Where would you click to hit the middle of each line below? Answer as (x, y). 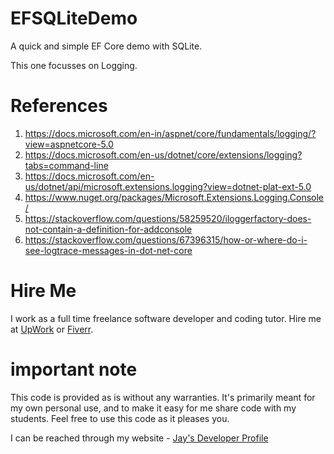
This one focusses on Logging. (74, 65)
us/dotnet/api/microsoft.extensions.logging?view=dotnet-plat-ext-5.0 (168, 186)
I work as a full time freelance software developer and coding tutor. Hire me (166, 318)
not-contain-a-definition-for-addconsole (108, 229)
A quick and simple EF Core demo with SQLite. (106, 46)
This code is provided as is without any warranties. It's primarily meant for (163, 397)
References (59, 106)
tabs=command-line (66, 165)
